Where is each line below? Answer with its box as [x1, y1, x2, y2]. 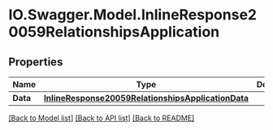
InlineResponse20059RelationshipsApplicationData [43, 93, 249, 103]
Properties [8, 55, 63, 69]
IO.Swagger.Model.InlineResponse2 [8, 6, 258, 24]
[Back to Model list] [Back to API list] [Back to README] [8, 113, 195, 123]
